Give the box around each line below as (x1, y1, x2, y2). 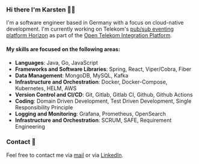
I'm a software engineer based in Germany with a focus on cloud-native (6, 19, 184, 26)
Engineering (14, 123, 45, 130)
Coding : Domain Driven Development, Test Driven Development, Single (14, 97, 192, 105)
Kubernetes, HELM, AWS (14, 84, 77, 92)
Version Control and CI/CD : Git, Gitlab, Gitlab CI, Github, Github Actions (14, 91, 194, 98)
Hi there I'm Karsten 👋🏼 (6, 5, 76, 14)
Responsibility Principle (14, 103, 73, 111)
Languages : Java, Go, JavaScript (14, 59, 98, 66)
